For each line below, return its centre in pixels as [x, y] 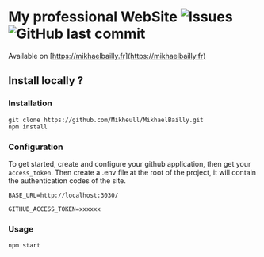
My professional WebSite [93, 17]
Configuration [36, 147]
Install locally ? [46, 81]
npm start [25, 246]
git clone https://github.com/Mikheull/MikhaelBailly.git [106, 120]
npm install [28, 127]
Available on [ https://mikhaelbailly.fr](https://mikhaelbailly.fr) [107, 56]
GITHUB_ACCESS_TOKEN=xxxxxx [55, 209]
